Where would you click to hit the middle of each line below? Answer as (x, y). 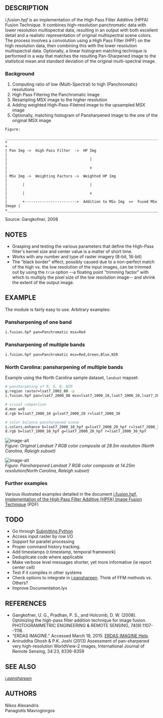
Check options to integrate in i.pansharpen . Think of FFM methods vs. (82, 578)
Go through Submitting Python (42, 531)
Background (20, 73)
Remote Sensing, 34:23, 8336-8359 (48, 651)
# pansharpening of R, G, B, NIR (39, 387)
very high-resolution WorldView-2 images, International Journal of (78, 646)
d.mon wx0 (15, 409)
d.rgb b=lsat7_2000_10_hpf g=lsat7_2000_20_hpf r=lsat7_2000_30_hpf (76, 431)
